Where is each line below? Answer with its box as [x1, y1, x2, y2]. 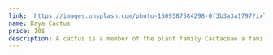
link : [8, 11, 27, 20]
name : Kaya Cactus [8, 19, 71, 27]
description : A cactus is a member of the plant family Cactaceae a [8, 34, 245, 43]
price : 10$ [8, 27, 45, 35]
